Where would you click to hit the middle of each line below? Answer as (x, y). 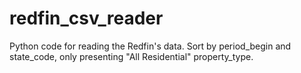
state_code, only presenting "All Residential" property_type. (131, 56)
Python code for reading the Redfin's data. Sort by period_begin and (150, 46)
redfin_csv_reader (86, 18)
